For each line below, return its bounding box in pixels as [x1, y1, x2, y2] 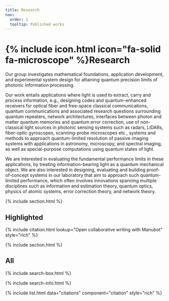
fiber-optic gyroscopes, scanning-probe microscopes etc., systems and [5, 130, 156, 136]
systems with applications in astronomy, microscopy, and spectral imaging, [5, 141, 162, 147]
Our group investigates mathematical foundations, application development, [5, 71, 164, 77]
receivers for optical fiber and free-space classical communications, [5, 103, 148, 109]
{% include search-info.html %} [5, 280, 72, 286]
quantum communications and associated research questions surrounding [5, 108, 161, 115]
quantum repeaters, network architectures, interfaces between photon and [5, 114, 162, 120]
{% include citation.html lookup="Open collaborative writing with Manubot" [5, 227, 163, 232]
